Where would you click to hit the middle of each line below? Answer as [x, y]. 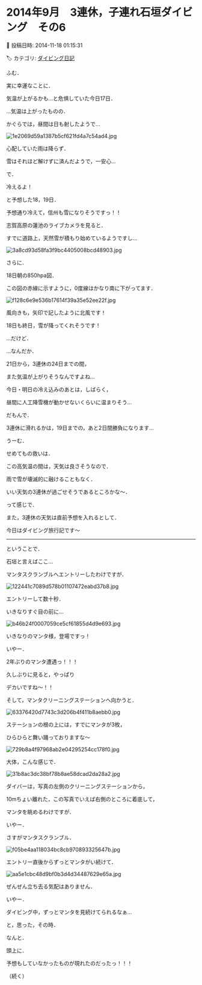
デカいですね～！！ [30, 687]
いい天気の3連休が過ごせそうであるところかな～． [69, 492]
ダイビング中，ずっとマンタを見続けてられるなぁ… [69, 912]
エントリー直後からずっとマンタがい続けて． [62, 861]
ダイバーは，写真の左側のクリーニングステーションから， [77, 786]
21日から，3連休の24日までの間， [48, 364]
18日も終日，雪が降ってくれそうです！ [54, 325]
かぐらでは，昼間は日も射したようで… [53, 124]
